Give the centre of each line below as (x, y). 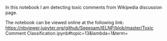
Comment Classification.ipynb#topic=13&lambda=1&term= (67, 33)
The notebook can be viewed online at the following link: (65, 23)
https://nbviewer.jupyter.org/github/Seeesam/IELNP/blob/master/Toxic (79, 28)
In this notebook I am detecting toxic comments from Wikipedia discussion (84, 7)
